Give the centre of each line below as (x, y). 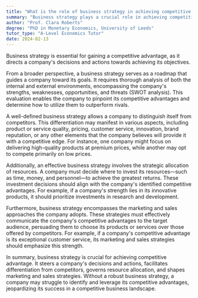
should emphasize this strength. (45, 246)
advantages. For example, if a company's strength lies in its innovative (91, 190)
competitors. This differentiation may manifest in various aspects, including (97, 122)
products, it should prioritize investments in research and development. (93, 197)
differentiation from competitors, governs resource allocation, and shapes (95, 270)
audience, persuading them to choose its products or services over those (95, 227)
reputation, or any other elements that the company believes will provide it (96, 135)
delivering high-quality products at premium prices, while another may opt (96, 148)
